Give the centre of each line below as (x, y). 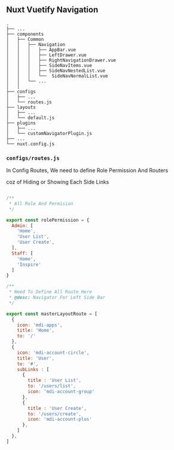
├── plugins (21, 123)
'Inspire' (29, 264)
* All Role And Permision (41, 203)
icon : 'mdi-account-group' (61, 392)
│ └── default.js (30, 118)
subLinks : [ (33, 369)
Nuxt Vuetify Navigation (52, 10)
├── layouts (21, 107)
